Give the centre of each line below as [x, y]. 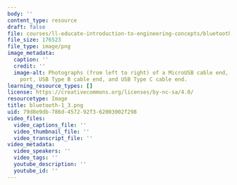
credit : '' [30, 66]
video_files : [26, 118]
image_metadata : [31, 53]
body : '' [20, 14]
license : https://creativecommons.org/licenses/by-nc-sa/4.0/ [101, 92]
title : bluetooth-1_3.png [45, 106]
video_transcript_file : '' [53, 138]
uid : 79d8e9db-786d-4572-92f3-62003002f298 [72, 112]
